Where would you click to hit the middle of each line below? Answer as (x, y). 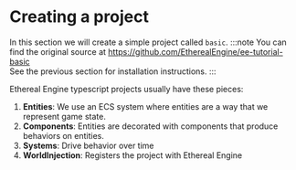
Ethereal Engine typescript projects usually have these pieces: (127, 89)
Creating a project (79, 17)
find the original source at (58, 51)
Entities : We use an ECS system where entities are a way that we (145, 106)
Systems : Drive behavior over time (88, 145)
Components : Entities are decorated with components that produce (150, 126)
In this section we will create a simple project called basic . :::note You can (148, 42)
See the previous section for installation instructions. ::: (113, 71)
